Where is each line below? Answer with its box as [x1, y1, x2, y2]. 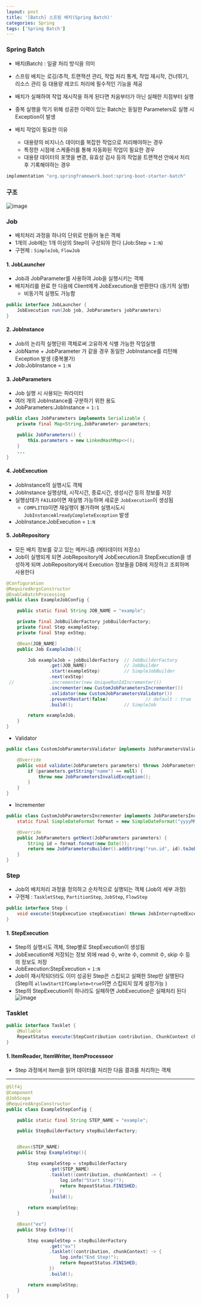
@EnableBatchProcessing [6, 592, 66, 598]
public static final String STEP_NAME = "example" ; [17, 1117, 148, 1123]
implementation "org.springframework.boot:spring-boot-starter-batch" [6, 173, 186, 179]
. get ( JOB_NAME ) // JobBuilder [48, 662, 160, 669]
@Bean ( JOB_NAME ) [17, 640, 58, 647]
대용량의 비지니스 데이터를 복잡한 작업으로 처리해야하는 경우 [23, 139, 163, 146]
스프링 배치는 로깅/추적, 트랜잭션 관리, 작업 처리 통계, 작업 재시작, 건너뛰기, [14, 73, 189, 80]
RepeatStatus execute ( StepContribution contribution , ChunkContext [17, 1034, 188, 1040]
